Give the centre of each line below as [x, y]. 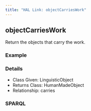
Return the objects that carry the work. [45, 42]
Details [14, 69]
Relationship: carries [34, 90]
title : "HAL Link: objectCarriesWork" [46, 10]
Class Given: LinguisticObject [43, 80]
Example [16, 55]
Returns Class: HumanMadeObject [48, 85]
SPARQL [16, 103]
